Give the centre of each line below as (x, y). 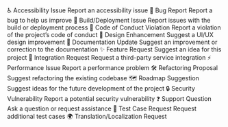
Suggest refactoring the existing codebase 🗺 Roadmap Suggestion (103, 78)
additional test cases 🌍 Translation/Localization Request (87, 116)
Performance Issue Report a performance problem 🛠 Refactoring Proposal (112, 68)
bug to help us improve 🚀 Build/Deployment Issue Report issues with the (109, 20)
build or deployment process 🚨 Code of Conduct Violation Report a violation (114, 27)
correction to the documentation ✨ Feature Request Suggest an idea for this (114, 49)
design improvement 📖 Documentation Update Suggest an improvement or (112, 42)
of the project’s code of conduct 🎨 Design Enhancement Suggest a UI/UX (111, 35)
